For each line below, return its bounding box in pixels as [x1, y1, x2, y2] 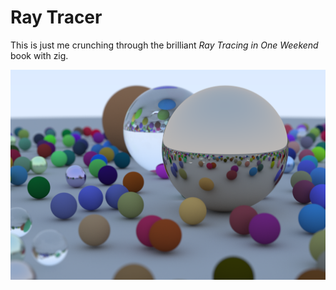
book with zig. [10, 49, 69, 61]
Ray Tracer [10, 6, 103, 29]
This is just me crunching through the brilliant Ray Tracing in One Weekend [10, 39, 319, 51]
